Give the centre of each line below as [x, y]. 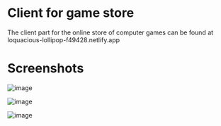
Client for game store [71, 13]
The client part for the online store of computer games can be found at [110, 32]
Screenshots [46, 69]
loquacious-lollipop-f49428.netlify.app [64, 39]
